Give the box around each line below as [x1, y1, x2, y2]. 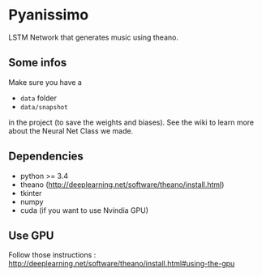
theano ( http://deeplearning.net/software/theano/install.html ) [19, 180, 225, 189]
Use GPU [8, 228, 54, 242]
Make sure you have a [8, 77, 83, 87]
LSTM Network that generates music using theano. [8, 32, 178, 42]
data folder [19, 93, 57, 103]
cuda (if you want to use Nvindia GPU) [19, 205, 148, 215]
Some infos [8, 56, 67, 70]
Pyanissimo [8, 6, 89, 24]
